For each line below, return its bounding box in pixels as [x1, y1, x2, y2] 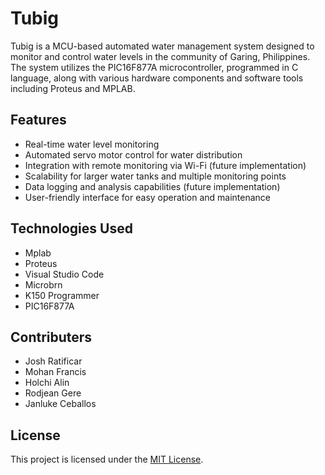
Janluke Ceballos [24, 398, 97, 410]
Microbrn [24, 278, 63, 291]
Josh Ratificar [24, 355, 83, 367]
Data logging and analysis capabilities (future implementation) [24, 180, 281, 192]
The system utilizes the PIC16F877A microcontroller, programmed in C [10, 61, 299, 73]
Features [10, 112, 67, 129]
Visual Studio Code [24, 268, 105, 280]
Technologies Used [10, 220, 133, 237]
